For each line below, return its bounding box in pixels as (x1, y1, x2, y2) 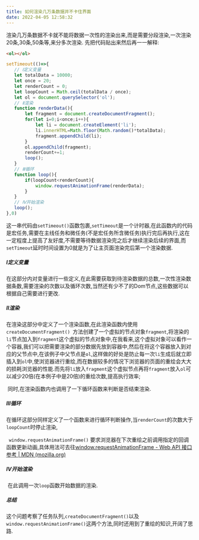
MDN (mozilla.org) (21, 451, 67, 458)
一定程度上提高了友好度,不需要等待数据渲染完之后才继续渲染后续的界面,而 (6, 236, 187, 244)
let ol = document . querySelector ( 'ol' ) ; (14, 94, 116, 100)
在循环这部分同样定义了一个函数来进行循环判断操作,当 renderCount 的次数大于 (6, 416, 193, 423)
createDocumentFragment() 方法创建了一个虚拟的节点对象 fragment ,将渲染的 (6, 328, 189, 335)
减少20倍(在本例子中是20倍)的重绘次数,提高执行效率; (11, 372, 141, 380)
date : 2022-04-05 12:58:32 (6, 14, 73, 20)
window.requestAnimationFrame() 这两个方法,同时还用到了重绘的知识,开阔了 (6, 520, 188, 527)
